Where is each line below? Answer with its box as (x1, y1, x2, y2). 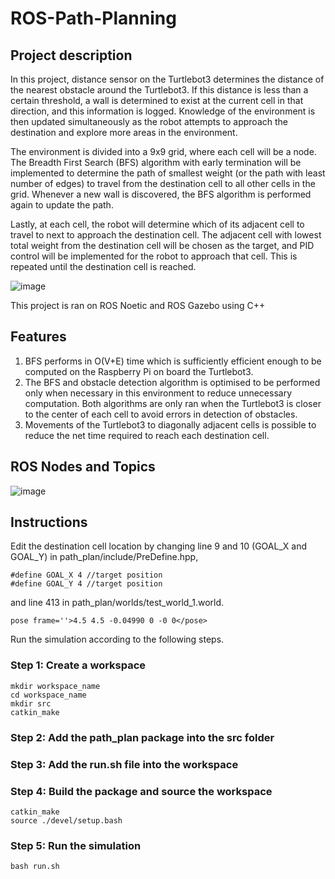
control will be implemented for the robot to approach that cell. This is (10, 250, 298, 262)
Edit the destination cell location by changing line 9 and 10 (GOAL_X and (10, 540, 307, 552)
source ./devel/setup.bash (10, 815, 123, 826)
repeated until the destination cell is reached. (10, 261, 197, 272)
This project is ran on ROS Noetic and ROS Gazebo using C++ (10, 300, 266, 311)
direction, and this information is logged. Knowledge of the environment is (10, 105, 316, 117)
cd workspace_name (10, 690, 87, 700)
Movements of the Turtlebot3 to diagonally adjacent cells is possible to (24, 418, 317, 431)
